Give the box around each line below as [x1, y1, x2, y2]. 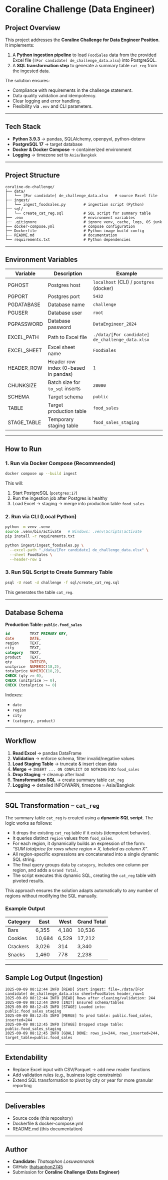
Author [5, 1145, 27, 1153]
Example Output [5, 905, 45, 912]
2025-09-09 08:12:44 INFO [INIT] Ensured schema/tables [5, 1000, 124, 1005]
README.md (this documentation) [12, 1126, 83, 1132]
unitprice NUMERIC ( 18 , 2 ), [5, 664, 61, 669]
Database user [47, 310, 82, 317]
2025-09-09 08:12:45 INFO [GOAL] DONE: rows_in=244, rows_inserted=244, [5, 1030, 160, 1036]
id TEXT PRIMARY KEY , [5, 631, 68, 637]
